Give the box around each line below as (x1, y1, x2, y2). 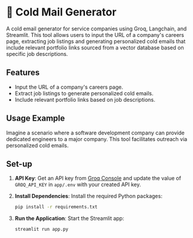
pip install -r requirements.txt (14, 204, 98, 210)
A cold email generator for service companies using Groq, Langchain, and (6, 25, 187, 32)
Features (6, 68, 40, 78)
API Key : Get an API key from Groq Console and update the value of (14, 175, 181, 182)
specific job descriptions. (6, 50, 68, 57)
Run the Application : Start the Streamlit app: (14, 215, 125, 222)
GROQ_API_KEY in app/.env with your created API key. (14, 181, 141, 188)
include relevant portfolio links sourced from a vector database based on (6, 44, 184, 51)
